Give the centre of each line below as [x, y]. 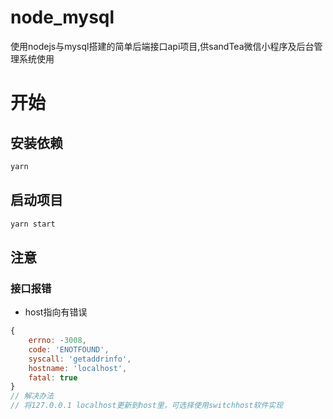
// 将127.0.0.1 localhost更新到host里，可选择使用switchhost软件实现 [147, 406]
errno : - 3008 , [57, 341]
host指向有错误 [56, 312]
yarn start [33, 224]
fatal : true [53, 377]
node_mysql [62, 17]
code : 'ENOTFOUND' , [69, 349]
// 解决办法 [32, 396]
